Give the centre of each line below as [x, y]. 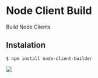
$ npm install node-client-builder [49, 58]
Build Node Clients [28, 27]
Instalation [26, 45]
